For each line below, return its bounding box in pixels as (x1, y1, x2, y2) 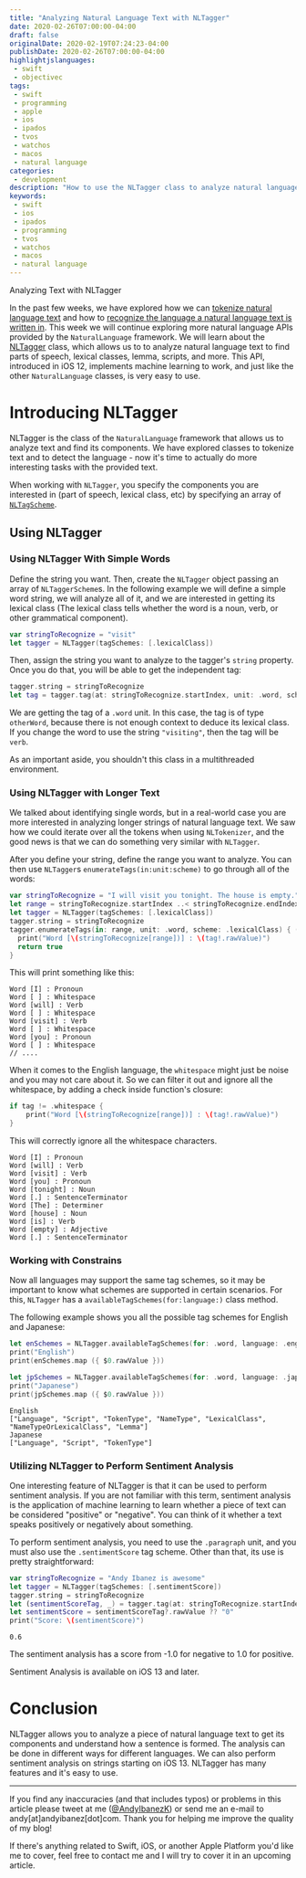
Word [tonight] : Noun (9, 1185, 96, 1195)
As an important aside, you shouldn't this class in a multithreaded (9, 754, 255, 765)
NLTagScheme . (9, 499, 57, 510)
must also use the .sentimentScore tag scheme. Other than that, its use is (9, 1546, 284, 1557)
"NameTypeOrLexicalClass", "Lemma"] (9, 1422, 148, 1431)
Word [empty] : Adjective (9, 1225, 107, 1234)
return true (17, 942, 64, 951)
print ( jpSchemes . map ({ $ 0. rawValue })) (9, 1389, 166, 1398)
